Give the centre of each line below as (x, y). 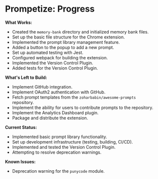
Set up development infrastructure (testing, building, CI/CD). (72, 142)
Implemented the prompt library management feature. (66, 42)
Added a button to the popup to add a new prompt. (63, 47)
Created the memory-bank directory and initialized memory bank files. (80, 32)
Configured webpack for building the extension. (60, 57)
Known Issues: (20, 161)
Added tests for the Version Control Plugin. (55, 68)
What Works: (19, 22)
